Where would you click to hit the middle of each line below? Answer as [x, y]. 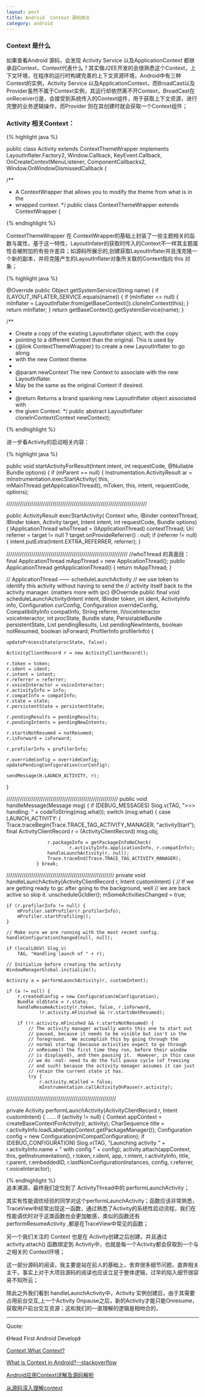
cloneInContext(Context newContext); [63, 417]
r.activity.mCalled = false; [76, 1082]
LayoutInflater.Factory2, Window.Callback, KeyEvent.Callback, [84, 155]
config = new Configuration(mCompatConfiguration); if [75, 1136]
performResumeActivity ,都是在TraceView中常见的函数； [77, 1223]
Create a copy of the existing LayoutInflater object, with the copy [97, 333]
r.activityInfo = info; [37, 690]
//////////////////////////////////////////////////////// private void [76, 875]
